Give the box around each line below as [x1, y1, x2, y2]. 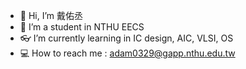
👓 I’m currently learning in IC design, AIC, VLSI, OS [19, 32, 234, 44]
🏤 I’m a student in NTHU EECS [19, 21, 145, 33]
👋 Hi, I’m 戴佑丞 [19, 10, 84, 21]
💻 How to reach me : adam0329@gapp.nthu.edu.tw [19, 47, 236, 59]
